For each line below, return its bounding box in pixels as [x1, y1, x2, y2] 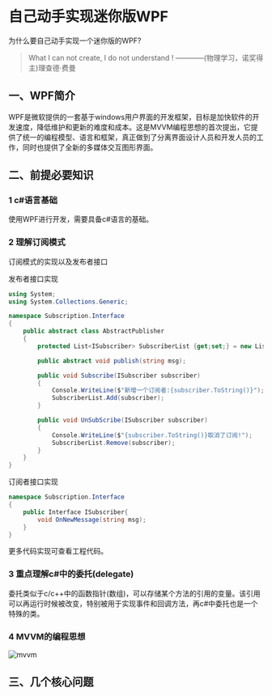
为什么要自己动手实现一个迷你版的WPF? [8, 36, 142, 45]
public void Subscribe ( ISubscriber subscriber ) [37, 371, 201, 380]
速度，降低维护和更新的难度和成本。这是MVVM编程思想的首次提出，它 [15, 122, 251, 132]
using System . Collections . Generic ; [8, 297, 129, 306]
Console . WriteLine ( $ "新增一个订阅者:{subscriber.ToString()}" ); [51, 386, 265, 395]
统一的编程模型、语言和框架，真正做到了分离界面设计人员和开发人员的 [22, 132, 257, 142]
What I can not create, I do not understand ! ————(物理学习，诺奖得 [28, 53, 264, 62]
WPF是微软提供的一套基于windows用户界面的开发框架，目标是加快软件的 [8, 112, 253, 121]
